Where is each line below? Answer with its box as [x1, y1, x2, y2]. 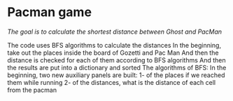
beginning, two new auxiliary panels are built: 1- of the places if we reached [7, 71, 225, 79]
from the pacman [7, 86, 57, 94]
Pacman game [7, 4, 92, 20]
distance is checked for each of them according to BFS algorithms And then [7, 55, 226, 64]
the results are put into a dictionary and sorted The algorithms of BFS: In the [7, 63, 227, 72]
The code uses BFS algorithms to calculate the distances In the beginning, [7, 41, 222, 49]
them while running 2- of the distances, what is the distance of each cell [7, 78, 216, 86]
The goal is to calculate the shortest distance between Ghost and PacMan [7, 27, 223, 36]
